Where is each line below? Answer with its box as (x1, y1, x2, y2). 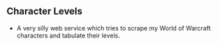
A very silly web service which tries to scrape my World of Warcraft (16, 24, 211, 32)
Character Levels (6, 6, 83, 17)
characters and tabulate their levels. (16, 31, 120, 39)
